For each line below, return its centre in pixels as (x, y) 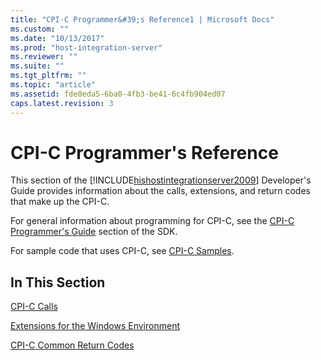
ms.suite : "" (37, 66)
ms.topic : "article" (53, 85)
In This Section (58, 282)
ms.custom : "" (40, 29)
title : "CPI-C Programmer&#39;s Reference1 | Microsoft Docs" (142, 19)
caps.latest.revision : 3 (62, 103)
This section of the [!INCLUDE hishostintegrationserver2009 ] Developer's (161, 180)
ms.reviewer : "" (44, 57)
